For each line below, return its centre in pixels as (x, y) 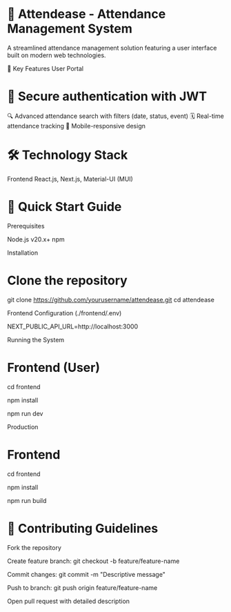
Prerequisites (26, 226)
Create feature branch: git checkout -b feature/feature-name (93, 561)
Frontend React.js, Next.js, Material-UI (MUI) (70, 179)
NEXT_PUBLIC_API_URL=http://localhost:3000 (73, 326)
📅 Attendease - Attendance (87, 14)
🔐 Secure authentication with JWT (107, 97)
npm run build (27, 500)
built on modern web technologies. (57, 55)
